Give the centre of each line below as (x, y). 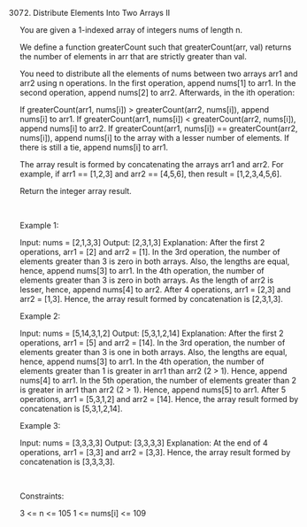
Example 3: (40, 426)
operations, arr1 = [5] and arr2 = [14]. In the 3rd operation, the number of (153, 343)
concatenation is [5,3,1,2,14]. (71, 408)
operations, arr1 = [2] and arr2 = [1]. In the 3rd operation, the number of (150, 252)
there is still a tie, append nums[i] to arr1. (94, 147)
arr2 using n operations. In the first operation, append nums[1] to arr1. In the (158, 83)
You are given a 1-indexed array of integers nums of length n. (131, 30)
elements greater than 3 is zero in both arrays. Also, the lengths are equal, (155, 261)
